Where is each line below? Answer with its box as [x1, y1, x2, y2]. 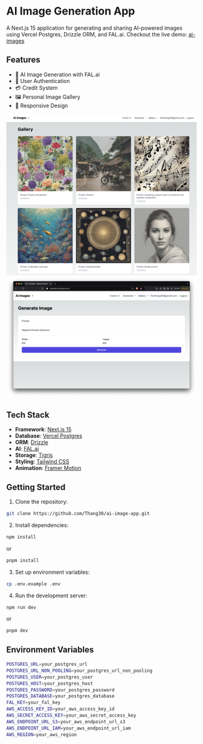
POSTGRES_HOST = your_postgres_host [6, 680, 94, 686]
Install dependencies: [14, 521, 69, 528]
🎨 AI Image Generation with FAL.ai [14, 71, 100, 78]
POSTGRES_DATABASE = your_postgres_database [6, 693, 115, 699]
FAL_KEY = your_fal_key [6, 700, 61, 706]
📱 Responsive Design [14, 102, 68, 109]
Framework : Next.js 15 [14, 426, 72, 433]
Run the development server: [14, 592, 88, 599]
